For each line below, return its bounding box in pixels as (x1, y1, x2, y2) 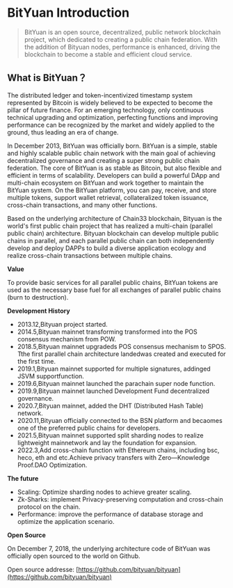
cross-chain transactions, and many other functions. (7, 201, 158, 209)
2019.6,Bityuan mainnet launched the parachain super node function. (17, 379, 216, 387)
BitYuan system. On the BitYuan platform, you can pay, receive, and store (7, 186, 217, 194)
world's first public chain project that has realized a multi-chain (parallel (7, 222, 214, 230)
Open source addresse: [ (7, 565, 79, 573)
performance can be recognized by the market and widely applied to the (7, 121, 215, 129)
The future (7, 474, 39, 482)
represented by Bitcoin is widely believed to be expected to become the (7, 98, 214, 107)
